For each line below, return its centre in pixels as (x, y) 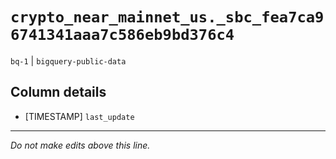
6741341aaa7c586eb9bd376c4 (122, 35)
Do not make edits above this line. (80, 145)
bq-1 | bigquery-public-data (68, 60)
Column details (58, 92)
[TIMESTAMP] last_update (79, 116)
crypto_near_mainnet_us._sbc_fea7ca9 (167, 17)
